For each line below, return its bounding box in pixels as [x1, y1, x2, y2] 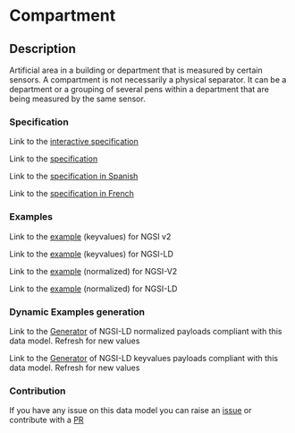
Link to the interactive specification [9, 136, 139, 147]
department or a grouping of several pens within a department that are [9, 84, 270, 94]
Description [9, 41, 76, 56]
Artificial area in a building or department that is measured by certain [9, 65, 263, 75]
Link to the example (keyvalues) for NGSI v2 [9, 230, 172, 242]
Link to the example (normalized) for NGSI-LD [9, 283, 178, 294]
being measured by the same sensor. [9, 93, 146, 104]
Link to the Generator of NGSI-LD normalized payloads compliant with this [9, 325, 282, 336]
